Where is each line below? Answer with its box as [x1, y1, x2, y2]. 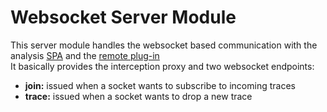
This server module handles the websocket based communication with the [10, 39, 318, 51]
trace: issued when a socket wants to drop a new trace [24, 90, 253, 102]
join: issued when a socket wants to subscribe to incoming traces [24, 79, 296, 91]
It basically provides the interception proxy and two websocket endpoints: [10, 60, 315, 72]
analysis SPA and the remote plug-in [10, 49, 160, 61]
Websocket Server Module [10, 6, 237, 29]
